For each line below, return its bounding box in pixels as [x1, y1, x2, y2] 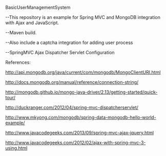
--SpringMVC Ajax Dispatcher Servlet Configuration [5, 50, 115, 55]
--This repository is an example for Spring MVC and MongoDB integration [5, 14, 160, 20]
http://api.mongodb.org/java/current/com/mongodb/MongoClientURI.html [5, 69, 161, 75]
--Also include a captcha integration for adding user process [5, 39, 133, 46]
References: [5, 59, 31, 65]
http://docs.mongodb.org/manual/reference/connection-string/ [5, 79, 139, 85]
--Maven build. [5, 30, 37, 35]
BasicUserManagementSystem [5, 5, 71, 10]
